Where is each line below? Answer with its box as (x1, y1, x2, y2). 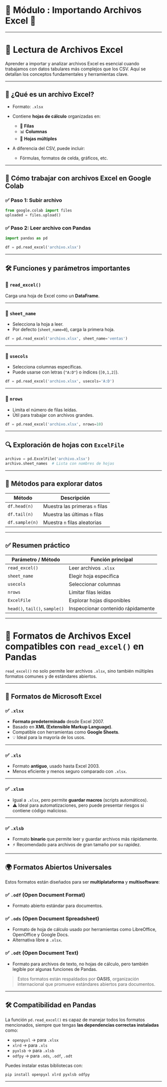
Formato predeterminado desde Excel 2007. (12, 719, 104, 725)
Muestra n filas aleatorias (43, 519, 102, 526)
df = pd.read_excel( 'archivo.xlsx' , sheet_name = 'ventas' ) (5, 336, 128, 341)
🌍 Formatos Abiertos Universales (5, 863, 112, 872)
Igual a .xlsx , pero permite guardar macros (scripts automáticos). (12, 797, 148, 803)
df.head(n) (7, 503, 33, 509)
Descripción (60, 494, 90, 501)
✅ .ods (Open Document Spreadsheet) (5, 915, 99, 922)
